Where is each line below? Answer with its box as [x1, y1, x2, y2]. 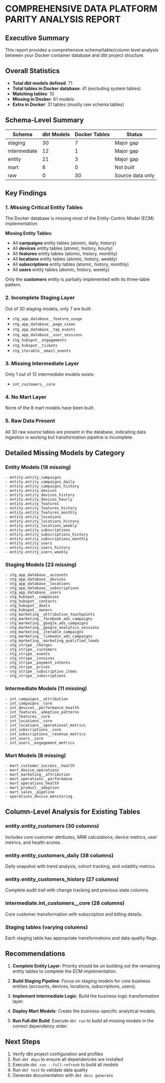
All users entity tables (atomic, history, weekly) [12, 267, 110, 273]
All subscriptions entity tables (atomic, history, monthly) [12, 261, 129, 267]
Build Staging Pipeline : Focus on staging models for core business [12, 978, 150, 984]
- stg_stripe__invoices [5, 656, 55, 661]
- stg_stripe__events [5, 651, 50, 657]
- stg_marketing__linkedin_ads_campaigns [5, 634, 93, 639]
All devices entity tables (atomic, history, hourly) [12, 245, 113, 251]
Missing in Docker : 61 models [12, 96, 74, 102]
